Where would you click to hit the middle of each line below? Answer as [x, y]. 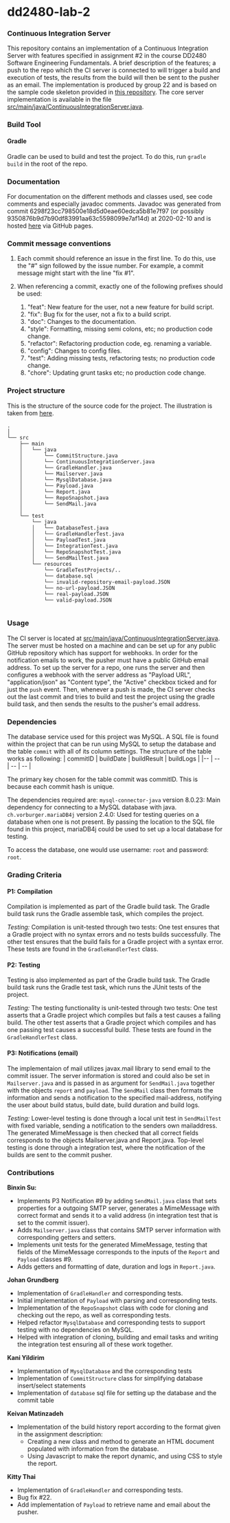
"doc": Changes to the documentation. [82, 322]
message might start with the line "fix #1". [76, 273]
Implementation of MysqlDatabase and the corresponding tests [104, 1371]
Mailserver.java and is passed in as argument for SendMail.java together [111, 1083]
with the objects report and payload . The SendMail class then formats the [110, 1090]
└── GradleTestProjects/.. [82, 570]
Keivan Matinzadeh [35, 1413]
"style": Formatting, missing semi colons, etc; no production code [120, 329]
